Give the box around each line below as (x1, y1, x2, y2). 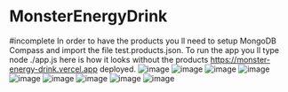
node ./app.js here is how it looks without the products (9, 54, 209, 65)
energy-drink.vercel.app (9, 64, 98, 74)
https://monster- (210, 54, 271, 65)
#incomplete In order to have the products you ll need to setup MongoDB (9, 35, 277, 46)
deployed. (99, 64, 136, 74)
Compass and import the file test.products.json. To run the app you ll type (9, 44, 280, 55)
